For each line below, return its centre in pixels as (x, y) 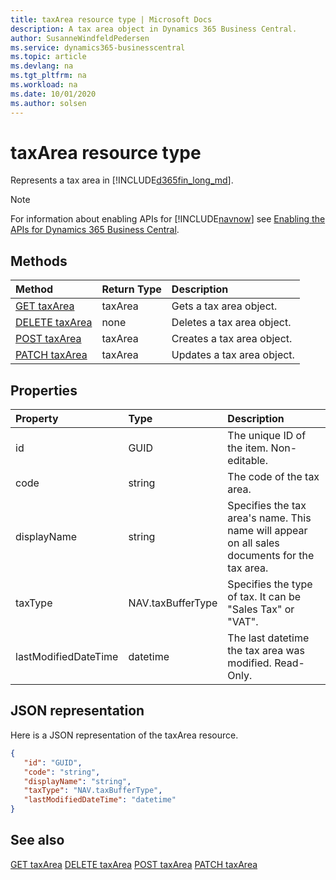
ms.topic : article (48, 57)
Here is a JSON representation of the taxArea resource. (124, 735)
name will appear (267, 531)
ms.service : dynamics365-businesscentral (98, 47)
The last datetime (268, 638)
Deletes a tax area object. (231, 323)
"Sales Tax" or (261, 609)
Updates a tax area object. (233, 355)
